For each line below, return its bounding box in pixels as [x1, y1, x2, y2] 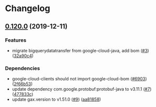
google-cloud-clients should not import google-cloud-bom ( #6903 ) [12, 76, 147, 82]
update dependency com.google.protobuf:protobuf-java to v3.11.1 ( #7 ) [12, 86, 152, 92]
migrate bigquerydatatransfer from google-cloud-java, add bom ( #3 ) [12, 47, 149, 53]
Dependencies [5, 65, 40, 72]
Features [5, 37, 27, 44]
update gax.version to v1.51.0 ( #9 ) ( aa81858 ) [12, 96, 101, 102]
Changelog [5, 3, 50, 14]
